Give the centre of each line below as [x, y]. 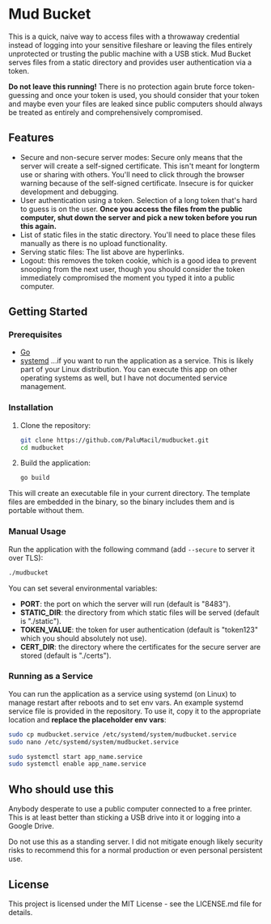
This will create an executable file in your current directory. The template [129, 494]
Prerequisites [35, 335]
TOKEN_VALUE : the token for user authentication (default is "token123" [139, 629]
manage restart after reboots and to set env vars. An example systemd [126, 702]
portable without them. [47, 511]
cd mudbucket [42, 447]
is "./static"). [41, 621]
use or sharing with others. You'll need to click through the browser [132, 174]
